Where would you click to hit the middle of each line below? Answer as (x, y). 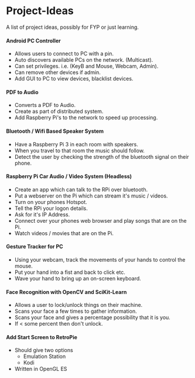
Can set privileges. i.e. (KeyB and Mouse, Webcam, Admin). (86, 66)
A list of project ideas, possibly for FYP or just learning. (73, 27)
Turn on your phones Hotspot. (51, 202)
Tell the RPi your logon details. (51, 208)
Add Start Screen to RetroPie (42, 337)
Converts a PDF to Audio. (45, 105)
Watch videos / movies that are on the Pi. (64, 233)
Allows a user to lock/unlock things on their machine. (78, 305)
